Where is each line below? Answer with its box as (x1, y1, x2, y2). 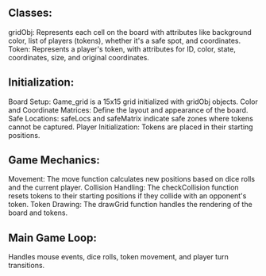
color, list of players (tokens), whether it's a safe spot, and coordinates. (8, 36, 241, 45)
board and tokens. (8, 208, 68, 217)
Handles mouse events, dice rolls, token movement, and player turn (8, 252, 229, 262)
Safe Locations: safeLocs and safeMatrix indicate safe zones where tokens (8, 113, 254, 123)
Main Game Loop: (8, 231, 97, 244)
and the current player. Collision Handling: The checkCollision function (8, 182, 240, 193)
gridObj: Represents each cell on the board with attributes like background (8, 27, 252, 36)
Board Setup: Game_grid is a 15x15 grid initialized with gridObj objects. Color (8, 97, 258, 106)
